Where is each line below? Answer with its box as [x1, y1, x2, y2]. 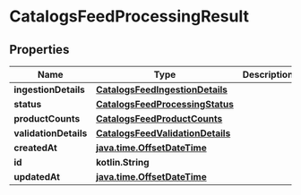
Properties [9, 42, 70, 57]
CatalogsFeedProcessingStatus [95, 98, 235, 110]
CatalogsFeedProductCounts [95, 113, 223, 124]
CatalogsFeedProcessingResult [9, 6, 249, 27]
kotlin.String [95, 157, 150, 168]
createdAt [13, 141, 58, 154]
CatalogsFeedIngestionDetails [95, 83, 228, 96]
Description [242, 69, 294, 81]
